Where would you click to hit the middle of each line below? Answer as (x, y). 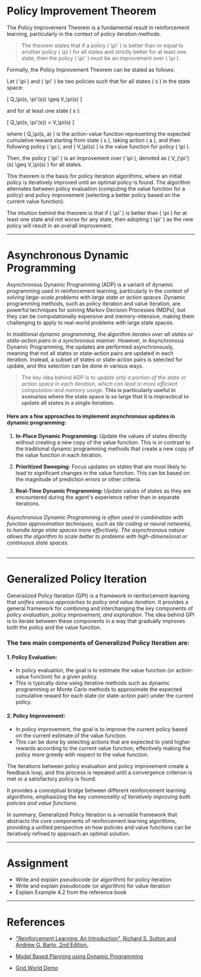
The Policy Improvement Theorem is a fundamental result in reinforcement (98, 27)
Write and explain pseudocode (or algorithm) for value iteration (93, 886)
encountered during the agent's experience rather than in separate (98, 497)
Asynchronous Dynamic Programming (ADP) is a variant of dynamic (90, 284)
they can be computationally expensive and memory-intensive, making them (101, 316)
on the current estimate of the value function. (71, 735)
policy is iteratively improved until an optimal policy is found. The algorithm (98, 182)
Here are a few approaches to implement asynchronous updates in (91, 417)
